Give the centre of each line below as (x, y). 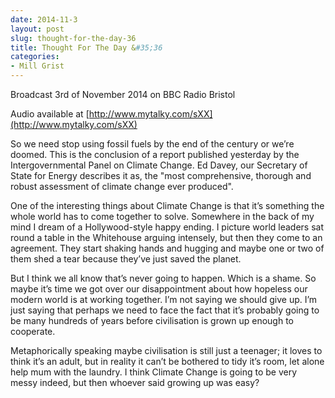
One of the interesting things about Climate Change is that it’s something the (167, 205)
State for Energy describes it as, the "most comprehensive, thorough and (161, 175)
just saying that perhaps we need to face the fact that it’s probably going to (165, 310)
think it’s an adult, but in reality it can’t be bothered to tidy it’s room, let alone (167, 361)
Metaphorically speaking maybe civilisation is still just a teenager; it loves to (166, 350)
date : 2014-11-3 (44, 19)
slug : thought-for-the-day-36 (73, 38)
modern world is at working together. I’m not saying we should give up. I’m (164, 299)
